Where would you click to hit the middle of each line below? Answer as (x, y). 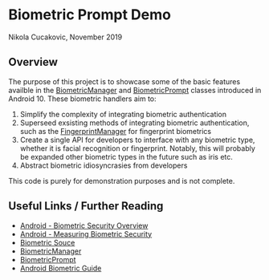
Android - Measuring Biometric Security (86, 233)
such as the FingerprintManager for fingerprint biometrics (115, 131)
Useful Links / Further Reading (86, 206)
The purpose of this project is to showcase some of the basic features (124, 81)
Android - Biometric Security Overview (84, 225)
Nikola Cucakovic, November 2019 (65, 37)
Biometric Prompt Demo (90, 15)
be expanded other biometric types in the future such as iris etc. (126, 156)
